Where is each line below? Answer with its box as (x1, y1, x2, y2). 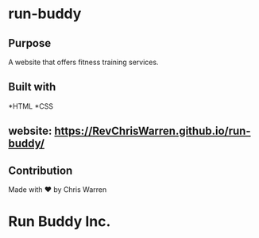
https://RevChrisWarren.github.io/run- (54, 125, 252, 138)
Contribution (8, 163, 73, 177)
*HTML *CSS (8, 101, 54, 111)
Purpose (8, 36, 52, 50)
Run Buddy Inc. (8, 213, 111, 231)
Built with (8, 80, 56, 94)
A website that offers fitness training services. (8, 57, 159, 67)
